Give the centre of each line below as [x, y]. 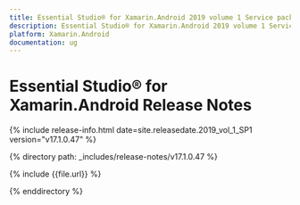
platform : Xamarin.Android [59, 34]
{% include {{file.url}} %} [55, 174]
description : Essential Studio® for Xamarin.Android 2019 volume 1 [137, 26]
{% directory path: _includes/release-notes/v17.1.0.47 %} [114, 157]
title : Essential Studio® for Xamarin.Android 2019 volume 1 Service [142, 17]
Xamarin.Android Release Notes [131, 106]
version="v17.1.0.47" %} [53, 140]
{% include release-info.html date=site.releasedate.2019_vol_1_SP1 [131, 130]
